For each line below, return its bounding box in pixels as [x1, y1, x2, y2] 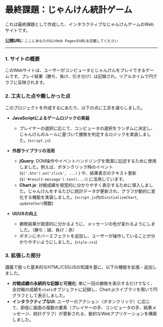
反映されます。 [17, 79, 48, 85]
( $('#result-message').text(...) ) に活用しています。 [19, 176, 127, 182]
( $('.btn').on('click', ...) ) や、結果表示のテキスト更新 [19, 170, 137, 176]
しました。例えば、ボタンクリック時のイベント [19, 164, 113, 170]
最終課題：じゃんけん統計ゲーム [5, 4, 132, 15]
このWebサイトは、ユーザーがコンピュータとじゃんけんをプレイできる [5, 67, 146, 73]
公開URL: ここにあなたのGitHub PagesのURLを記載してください [5, 37, 118, 44]
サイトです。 [5, 27, 31, 33]
